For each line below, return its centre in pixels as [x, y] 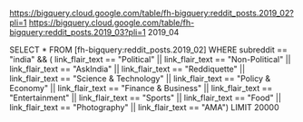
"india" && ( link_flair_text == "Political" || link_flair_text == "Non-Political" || [151, 59]
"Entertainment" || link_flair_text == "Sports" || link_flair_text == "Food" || [145, 98]
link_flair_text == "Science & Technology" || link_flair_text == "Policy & [140, 79]
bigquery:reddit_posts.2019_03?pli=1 [78, 32]
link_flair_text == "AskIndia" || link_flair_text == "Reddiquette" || [127, 69]
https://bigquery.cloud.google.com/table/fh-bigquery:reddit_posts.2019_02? [152, 13]
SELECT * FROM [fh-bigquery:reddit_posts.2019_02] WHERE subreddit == [149, 50]
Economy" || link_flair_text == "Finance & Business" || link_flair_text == [141, 88]
